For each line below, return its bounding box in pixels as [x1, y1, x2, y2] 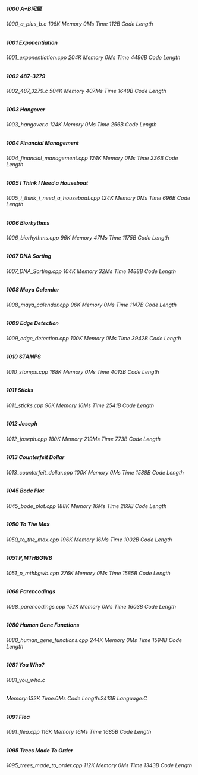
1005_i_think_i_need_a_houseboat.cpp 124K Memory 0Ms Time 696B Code [6, 194, 191, 201]
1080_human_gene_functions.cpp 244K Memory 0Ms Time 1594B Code [6, 636, 183, 643]
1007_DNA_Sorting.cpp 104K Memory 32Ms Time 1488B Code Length [6, 268, 177, 275]
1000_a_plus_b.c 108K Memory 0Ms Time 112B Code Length [6, 20, 153, 27]
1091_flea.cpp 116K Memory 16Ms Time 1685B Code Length [6, 728, 152, 736]
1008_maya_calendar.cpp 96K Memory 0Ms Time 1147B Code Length [6, 301, 177, 308]
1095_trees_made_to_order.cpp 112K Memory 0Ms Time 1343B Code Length [6, 762, 193, 769]
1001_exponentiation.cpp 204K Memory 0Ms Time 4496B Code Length [6, 54, 181, 61]
